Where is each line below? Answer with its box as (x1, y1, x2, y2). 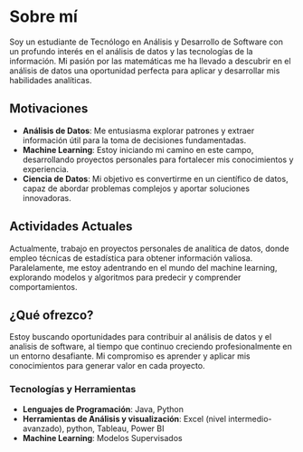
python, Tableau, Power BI (66, 423, 165, 434)
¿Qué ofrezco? (9, 307, 94, 322)
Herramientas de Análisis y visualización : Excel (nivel (22, 413, 227, 424)
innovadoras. (22, 192, 72, 203)
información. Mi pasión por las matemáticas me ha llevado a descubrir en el (9, 55, 291, 66)
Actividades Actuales (9, 219, 133, 235)
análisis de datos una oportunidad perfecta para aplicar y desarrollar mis (9, 65, 280, 76)
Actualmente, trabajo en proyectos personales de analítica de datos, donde (9, 243, 289, 254)
